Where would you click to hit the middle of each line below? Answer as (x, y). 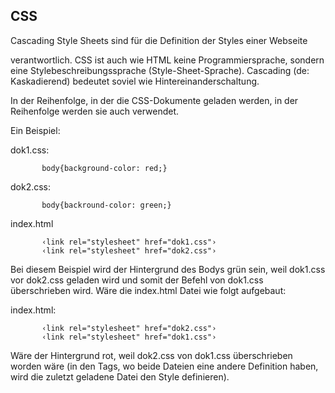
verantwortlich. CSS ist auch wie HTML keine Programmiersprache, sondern (167, 60)
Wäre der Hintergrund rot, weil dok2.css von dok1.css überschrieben (151, 355)
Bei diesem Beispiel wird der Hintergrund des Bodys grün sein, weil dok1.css (168, 269)
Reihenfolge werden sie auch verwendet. (95, 111)
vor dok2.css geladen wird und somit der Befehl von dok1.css (137, 280)
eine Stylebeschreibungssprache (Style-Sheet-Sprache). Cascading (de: (160, 70)
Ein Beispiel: (35, 130)
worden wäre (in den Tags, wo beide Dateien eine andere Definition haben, (164, 366)
